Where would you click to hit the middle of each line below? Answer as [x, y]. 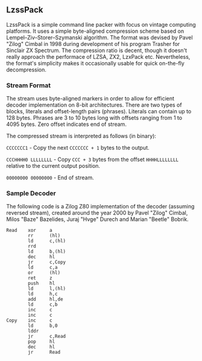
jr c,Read [47, 336]
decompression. [27, 70]
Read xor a [29, 230]
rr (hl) [44, 236]
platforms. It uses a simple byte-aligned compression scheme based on [95, 31]
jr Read [44, 353]
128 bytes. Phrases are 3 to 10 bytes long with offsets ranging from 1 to [94, 118]
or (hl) [44, 273]
